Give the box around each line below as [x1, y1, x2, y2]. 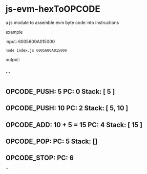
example [5, 29, 23, 35]
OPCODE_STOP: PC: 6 [5, 154, 74, 162]
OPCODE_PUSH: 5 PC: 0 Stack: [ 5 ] [5, 87, 115, 96]
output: [5, 56, 20, 62]
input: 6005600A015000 [5, 38, 55, 44]
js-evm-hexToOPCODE [5, 3, 101, 15]
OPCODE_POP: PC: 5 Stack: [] [5, 137, 98, 145]
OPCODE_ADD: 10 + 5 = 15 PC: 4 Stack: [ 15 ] [5, 121, 143, 129]
